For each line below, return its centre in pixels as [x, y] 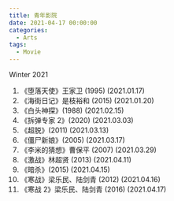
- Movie [29, 52]
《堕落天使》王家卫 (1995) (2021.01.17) [82, 91]
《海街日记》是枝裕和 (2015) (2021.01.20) [87, 100]
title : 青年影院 [33, 15]
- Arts [27, 37]
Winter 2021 [28, 74]
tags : [18, 45]
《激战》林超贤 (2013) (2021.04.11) [76, 160]
